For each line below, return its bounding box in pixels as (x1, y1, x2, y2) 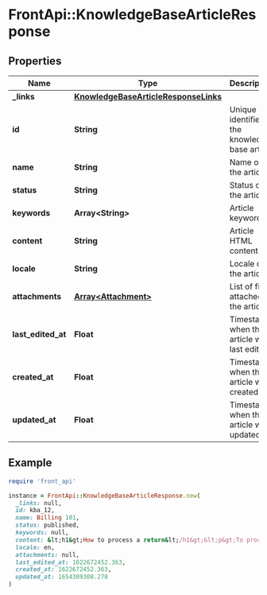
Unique (229, 104, 257, 115)
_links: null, (15, 499, 62, 507)
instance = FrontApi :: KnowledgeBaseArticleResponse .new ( (8, 492, 201, 500)
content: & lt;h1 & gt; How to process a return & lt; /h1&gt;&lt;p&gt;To (15, 535, 244, 544)
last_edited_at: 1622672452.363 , (15, 558, 126, 566)
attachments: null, (15, 550, 80, 558)
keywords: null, (15, 529, 69, 537)
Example (8, 456, 52, 470)
